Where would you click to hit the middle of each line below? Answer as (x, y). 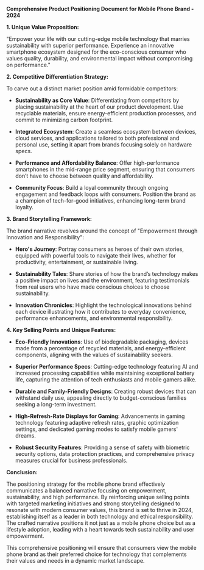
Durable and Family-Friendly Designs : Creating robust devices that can (106, 391)
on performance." (28, 65)
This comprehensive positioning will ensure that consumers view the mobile (101, 548)
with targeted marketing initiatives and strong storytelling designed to (93, 503)
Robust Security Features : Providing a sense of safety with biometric (102, 447)
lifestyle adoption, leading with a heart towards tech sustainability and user (100, 529)
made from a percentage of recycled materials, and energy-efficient (100, 348)
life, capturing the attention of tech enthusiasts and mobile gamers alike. (106, 380)
